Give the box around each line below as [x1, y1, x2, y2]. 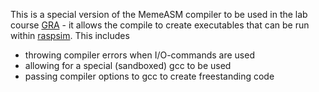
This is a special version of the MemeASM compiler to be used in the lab [10, 9, 308, 20]
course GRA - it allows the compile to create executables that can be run [10, 19, 310, 31]
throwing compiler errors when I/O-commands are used [24, 49, 255, 61]
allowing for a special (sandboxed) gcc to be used [24, 60, 232, 71]
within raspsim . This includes [10, 30, 130, 41]
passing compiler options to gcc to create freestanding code [24, 70, 275, 82]
